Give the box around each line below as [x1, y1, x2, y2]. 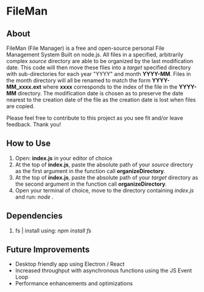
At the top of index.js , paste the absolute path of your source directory [15, 161, 194, 168]
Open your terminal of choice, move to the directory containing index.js [15, 186, 194, 194]
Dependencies [6, 211, 63, 221]
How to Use [6, 138, 51, 149]
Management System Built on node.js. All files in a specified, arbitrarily [6, 51, 184, 58]
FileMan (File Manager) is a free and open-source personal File [6, 44, 165, 52]
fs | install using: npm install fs [15, 226, 91, 234]
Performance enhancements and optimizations [15, 280, 133, 287]
